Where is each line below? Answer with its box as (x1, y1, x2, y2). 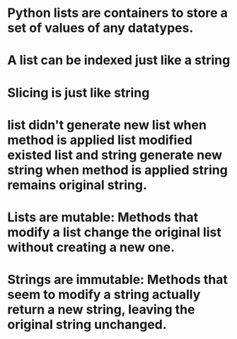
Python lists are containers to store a (7, 5, 229, 21)
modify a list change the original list (7, 224, 221, 240)
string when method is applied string (7, 162, 228, 178)
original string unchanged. (7, 316, 168, 333)
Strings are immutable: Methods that (7, 272, 229, 287)
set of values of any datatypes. (7, 20, 194, 36)
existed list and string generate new (7, 147, 223, 163)
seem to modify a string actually (7, 287, 201, 303)
